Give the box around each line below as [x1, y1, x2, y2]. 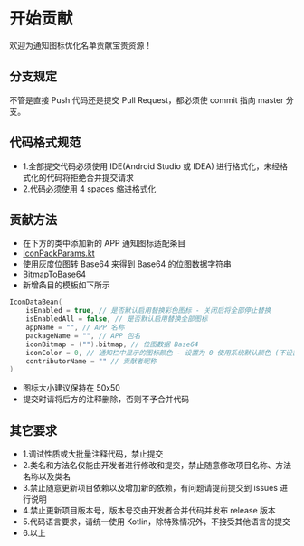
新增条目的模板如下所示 [22, 279, 110, 290]
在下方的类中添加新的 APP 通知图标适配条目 [22, 238, 186, 249]
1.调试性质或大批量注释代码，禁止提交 [22, 448, 164, 459]
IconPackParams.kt [22, 248, 95, 259]
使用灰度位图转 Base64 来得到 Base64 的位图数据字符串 [22, 259, 233, 269]
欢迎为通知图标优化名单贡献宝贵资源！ [9, 40, 152, 51]
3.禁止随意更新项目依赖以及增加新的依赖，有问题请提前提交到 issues [22, 483, 279, 494]
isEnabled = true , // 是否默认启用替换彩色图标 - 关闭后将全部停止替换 [25, 306, 271, 315]
